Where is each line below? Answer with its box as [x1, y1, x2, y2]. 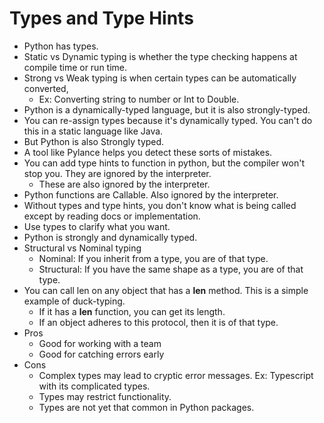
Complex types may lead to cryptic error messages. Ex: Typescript [38, 369, 314, 381]
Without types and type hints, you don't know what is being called [23, 199, 297, 211]
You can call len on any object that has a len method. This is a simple [23, 284, 309, 296]
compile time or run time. [23, 61, 128, 73]
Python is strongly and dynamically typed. [23, 231, 198, 243]
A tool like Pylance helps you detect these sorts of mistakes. [23, 146, 273, 158]
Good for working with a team [38, 337, 162, 349]
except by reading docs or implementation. [23, 210, 201, 222]
